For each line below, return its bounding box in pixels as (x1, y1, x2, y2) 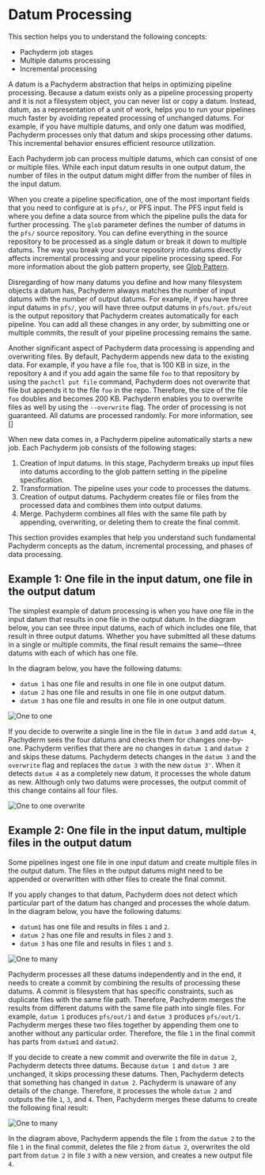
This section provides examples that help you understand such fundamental (8, 532, 256, 542)
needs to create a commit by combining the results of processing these (8, 977, 241, 987)
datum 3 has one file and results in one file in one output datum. (19, 696, 227, 705)
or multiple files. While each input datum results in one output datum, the (8, 162, 245, 171)
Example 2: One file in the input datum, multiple (8, 824, 247, 838)
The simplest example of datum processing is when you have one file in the (8, 605, 255, 616)
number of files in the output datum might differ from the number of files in (8, 171, 252, 180)
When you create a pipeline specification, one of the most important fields (8, 194, 251, 204)
